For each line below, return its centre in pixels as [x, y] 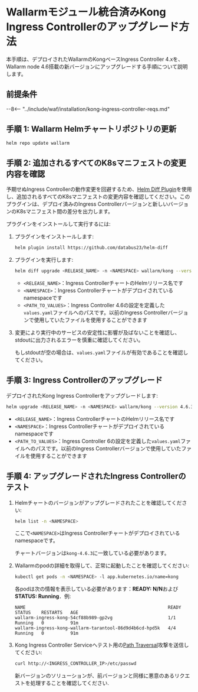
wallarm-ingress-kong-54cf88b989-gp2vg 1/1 [95, 618]
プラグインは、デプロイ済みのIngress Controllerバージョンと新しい [87, 204]
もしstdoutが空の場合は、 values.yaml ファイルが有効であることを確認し [101, 353]
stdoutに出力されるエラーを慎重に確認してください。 [79, 340]
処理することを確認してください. [70, 683]
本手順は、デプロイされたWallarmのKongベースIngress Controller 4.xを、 [95, 59]
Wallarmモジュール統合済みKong [86, 12]
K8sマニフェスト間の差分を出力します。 [65, 212]
